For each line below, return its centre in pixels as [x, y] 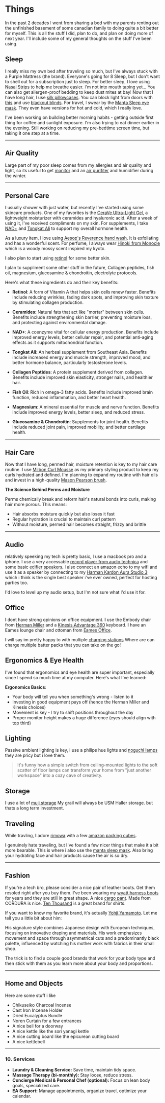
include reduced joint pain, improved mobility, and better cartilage [79, 427]
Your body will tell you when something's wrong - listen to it [73, 697]
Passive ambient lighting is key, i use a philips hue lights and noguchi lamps [82, 750]
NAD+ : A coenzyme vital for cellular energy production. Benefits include [85, 332]
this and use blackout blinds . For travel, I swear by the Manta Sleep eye [77, 103]
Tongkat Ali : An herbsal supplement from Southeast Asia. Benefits [80, 352]
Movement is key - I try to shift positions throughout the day [73, 712]
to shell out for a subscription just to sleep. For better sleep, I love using [78, 81]
